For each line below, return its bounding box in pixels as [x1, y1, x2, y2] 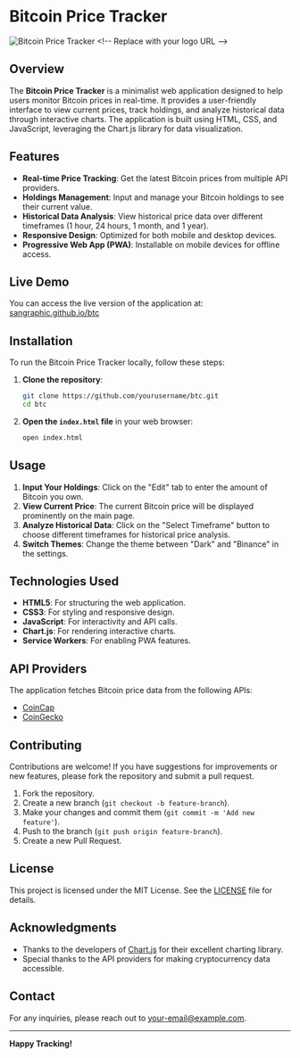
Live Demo [9, 274, 70, 289]
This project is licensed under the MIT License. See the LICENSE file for [9, 885, 273, 896]
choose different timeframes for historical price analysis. [21, 529, 230, 540]
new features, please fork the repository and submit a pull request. [9, 771, 254, 781]
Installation [9, 333, 73, 349]
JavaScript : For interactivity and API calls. [21, 616, 178, 627]
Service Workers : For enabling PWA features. [21, 635, 192, 646]
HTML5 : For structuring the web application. [21, 598, 186, 608]
